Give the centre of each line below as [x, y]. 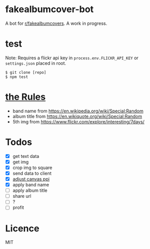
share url [22, 196]
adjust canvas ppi [31, 179]
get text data [26, 156]
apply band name [31, 185]
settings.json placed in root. [36, 63]
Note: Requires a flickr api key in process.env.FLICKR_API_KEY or [72, 58]
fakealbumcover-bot [49, 9]
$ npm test [17, 77]
